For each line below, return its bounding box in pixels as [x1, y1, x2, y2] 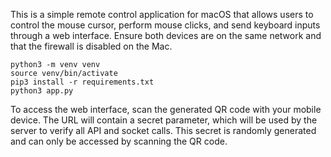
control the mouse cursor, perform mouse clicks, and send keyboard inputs [10, 19, 321, 31]
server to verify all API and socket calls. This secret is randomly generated [10, 125, 317, 136]
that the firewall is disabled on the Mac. [10, 40, 173, 52]
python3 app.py [10, 86, 74, 96]
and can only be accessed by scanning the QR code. [10, 135, 228, 147]
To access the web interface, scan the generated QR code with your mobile [10, 104, 322, 115]
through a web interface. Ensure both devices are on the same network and [10, 30, 322, 41]
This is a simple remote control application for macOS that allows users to [10, 9, 314, 20]
